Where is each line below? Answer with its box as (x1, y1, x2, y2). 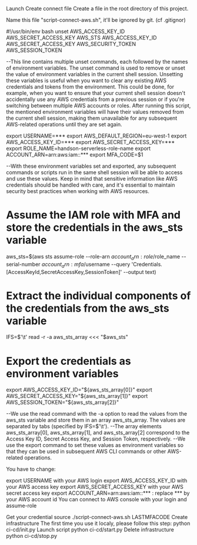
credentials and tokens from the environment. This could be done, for (6, 83, 175, 90)
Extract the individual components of (6, 289, 191, 302)
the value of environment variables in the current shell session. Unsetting (6, 71, 183, 77)
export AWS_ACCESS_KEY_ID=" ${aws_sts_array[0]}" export (6, 386, 152, 393)
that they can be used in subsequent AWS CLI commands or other (6, 448, 166, 455)
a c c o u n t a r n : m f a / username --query (41, 260, 131, 269)
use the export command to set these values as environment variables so (6, 442, 184, 449)
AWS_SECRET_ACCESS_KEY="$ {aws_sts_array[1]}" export (6, 393, 148, 400)
